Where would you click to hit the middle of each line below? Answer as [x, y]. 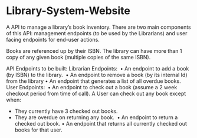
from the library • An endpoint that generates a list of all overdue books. [93, 81]
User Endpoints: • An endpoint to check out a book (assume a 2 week [92, 87]
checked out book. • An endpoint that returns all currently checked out [101, 123]
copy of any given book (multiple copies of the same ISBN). [78, 57]
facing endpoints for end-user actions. [53, 39]
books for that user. [39, 130]
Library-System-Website [68, 11]
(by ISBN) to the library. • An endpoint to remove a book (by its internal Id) [97, 75]
